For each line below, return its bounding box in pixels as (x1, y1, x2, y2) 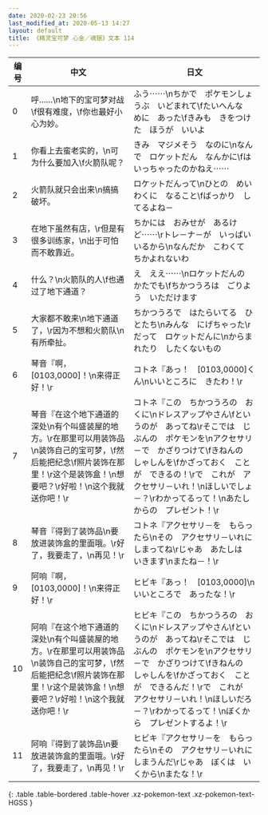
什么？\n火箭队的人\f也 (30, 274, 117, 285)
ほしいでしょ (204, 481, 253, 492)
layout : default (8, 26, 62, 34)
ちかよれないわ (132, 253, 190, 264)
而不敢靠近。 (30, 247, 80, 258)
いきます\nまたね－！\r (132, 556, 219, 567)
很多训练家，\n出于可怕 (30, 235, 119, 246)
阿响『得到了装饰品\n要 (30, 738, 119, 749)
